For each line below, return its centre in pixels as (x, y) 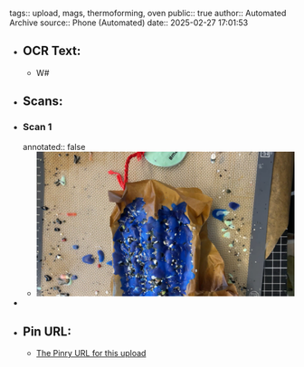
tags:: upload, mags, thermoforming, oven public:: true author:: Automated (148, 13)
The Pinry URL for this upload (91, 353)
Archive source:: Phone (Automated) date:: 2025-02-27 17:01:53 (129, 23)
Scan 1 (37, 127)
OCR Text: (52, 51)
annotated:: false (54, 146)
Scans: (43, 102)
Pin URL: (47, 331)
